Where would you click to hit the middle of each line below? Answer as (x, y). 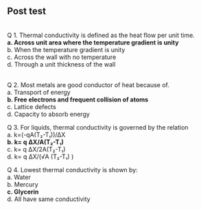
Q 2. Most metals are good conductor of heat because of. (88, 84)
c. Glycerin (23, 191)
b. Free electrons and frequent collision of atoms (78, 100)
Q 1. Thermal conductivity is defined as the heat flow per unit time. (101, 35)
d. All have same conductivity (49, 199)
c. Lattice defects (32, 106)
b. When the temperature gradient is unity (66, 49)
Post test (27, 11)
